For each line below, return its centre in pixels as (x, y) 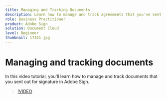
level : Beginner (22, 33)
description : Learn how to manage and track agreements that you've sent (83, 14)
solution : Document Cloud (32, 28)
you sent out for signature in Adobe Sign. (47, 81)
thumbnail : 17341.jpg (28, 38)
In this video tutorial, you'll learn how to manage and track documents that (82, 76)
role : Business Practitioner (35, 19)
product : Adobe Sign (27, 24)
